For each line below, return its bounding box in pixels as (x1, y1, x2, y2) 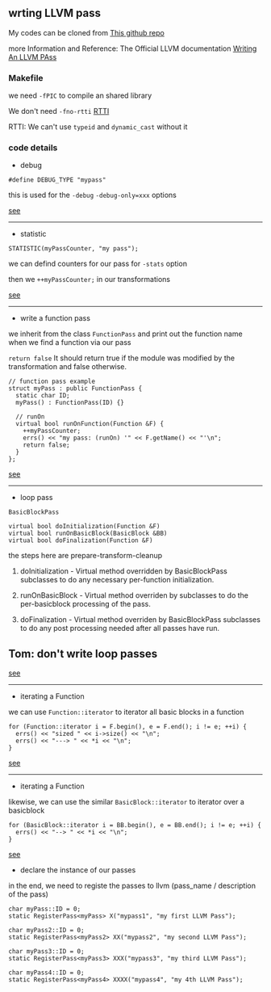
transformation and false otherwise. (8, 362, 127, 372)
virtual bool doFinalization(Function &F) (8, 536, 153, 544)
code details (8, 142, 58, 153)
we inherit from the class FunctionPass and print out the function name (8, 329, 244, 338)
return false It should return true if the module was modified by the (8, 353, 236, 363)
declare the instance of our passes (19, 865, 136, 875)
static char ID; (15, 392, 70, 400)
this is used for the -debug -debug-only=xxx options (8, 190, 177, 200)
